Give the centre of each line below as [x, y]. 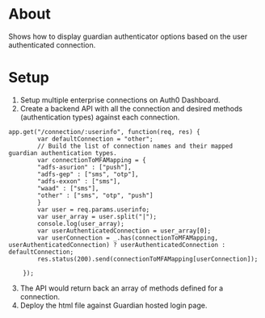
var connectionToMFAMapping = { [92, 160]
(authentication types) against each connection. [100, 117]
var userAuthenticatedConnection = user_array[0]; [124, 231]
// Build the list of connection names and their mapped [135, 146]
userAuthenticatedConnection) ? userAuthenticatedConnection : [117, 245]
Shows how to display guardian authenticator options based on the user [128, 36]
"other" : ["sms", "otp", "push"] [95, 195]
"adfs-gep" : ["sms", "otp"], [88, 174]
